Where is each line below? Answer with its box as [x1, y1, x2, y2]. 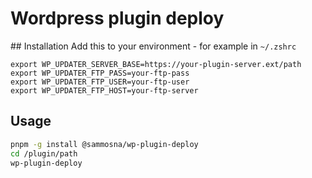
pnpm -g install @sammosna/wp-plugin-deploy [10, 139, 199, 149]
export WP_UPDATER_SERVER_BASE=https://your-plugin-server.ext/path [10, 59, 302, 69]
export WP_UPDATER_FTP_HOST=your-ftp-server [10, 85, 199, 96]
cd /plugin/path [10, 148, 78, 159]
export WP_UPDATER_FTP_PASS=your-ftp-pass [10, 68, 190, 78]
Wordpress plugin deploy [10, 7, 225, 30]
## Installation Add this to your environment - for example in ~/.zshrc [10, 40, 297, 52]
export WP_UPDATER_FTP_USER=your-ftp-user [10, 77, 190, 87]
